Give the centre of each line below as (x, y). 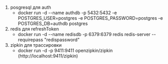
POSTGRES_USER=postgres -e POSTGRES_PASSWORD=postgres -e (90, 18)
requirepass (30, 40)
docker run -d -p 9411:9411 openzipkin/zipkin (65, 51)
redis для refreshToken (35, 29)
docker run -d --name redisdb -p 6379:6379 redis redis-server (84, 34)
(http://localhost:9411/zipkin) (48, 56)
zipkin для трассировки (36, 45)
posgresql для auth (30, 7)
